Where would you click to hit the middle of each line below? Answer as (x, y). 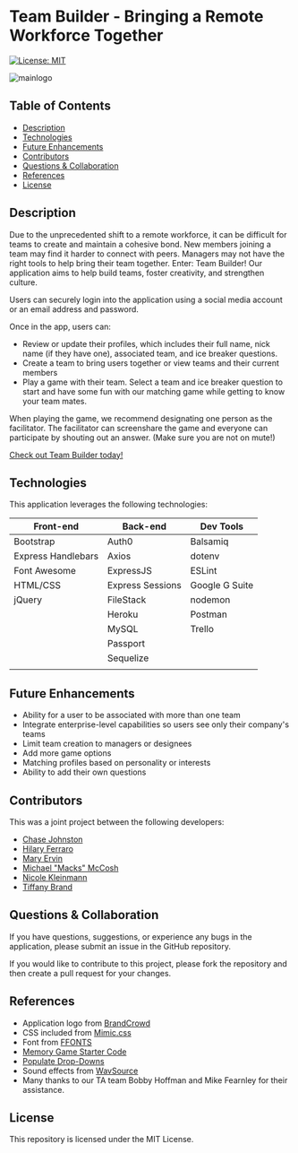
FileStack (127, 600)
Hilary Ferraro (48, 849)
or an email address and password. (74, 309)
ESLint (204, 571)
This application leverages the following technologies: (109, 505)
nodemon (210, 600)
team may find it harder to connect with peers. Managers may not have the (147, 254)
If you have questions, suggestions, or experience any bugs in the (131, 936)
